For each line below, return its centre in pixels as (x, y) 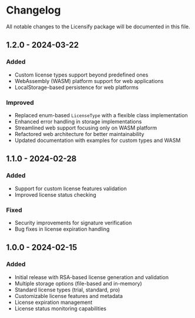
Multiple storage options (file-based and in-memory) (78, 283)
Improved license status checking (55, 194)
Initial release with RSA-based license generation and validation (92, 277)
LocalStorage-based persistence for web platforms (77, 87)
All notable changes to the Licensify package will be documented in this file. (98, 26)
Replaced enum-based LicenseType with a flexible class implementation (101, 115)
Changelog (33, 10)
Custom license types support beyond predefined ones (81, 75)
